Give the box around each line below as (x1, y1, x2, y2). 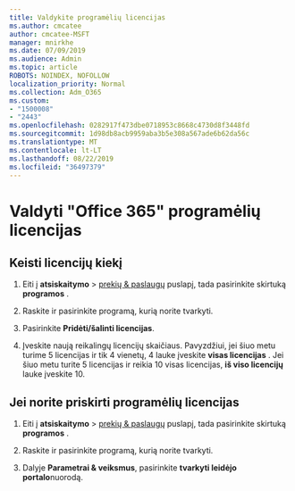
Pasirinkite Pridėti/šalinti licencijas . (21, 323, 155, 334)
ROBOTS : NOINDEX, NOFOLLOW (9, 71, 110, 80)
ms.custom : (9, 96, 50, 105)
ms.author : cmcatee (9, 21, 82, 30)
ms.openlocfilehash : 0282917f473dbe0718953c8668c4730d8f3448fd (9, 121, 250, 130)
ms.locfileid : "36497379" (9, 162, 105, 171)
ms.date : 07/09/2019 (9, 46, 87, 55)
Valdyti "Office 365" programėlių (9, 201, 261, 221)
